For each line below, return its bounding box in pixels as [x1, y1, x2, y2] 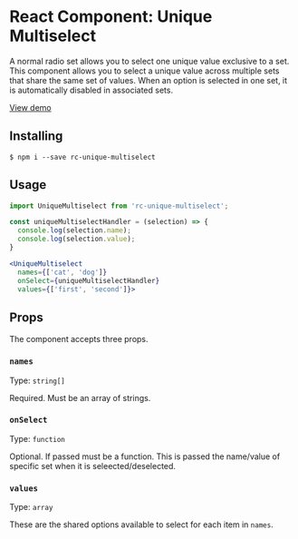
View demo [9, 102, 52, 113]
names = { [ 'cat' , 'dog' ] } [17, 268, 107, 277]
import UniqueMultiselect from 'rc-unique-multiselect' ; [9, 201, 229, 211]
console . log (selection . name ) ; [17, 226, 131, 235]
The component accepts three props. [9, 334, 149, 345]
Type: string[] [9, 375, 66, 386]
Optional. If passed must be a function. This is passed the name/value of [9, 451, 281, 462]
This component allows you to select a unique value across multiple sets [9, 65, 280, 76]
